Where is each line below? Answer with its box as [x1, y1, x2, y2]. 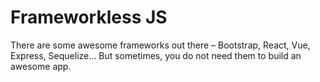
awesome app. [10, 60, 72, 72]
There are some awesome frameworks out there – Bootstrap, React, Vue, [10, 39, 311, 51]
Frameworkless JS [10, 6, 168, 29]
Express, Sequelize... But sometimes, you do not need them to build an [10, 49, 302, 61]
